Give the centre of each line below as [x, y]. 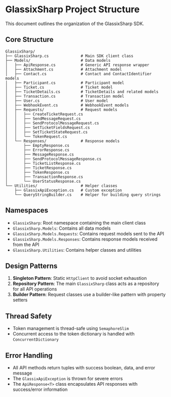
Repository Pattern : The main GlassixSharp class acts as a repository [86, 284]
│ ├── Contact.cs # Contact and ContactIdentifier [79, 74]
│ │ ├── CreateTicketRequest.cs [44, 114]
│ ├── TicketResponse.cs [39, 168]
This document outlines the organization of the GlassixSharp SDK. [75, 24]
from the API [26, 245]
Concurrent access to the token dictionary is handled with [74, 334]
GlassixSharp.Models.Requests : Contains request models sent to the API [88, 233]
